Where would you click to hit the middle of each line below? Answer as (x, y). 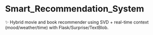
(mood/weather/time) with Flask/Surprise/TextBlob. (57, 27)
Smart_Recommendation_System (75, 9)
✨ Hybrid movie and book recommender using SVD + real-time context (77, 22)
